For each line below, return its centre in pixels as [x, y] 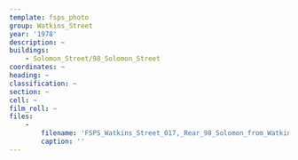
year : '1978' [33, 34]
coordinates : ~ [37, 68]
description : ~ [37, 42]
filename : [59, 133]
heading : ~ [29, 76]
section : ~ [29, 92]
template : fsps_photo [49, 17]
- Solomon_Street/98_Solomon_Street [93, 59]
